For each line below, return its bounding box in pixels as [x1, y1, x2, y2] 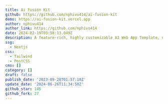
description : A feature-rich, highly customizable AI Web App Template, [5, 35, 160, 40]
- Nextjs [9, 44, 28, 49]
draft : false [5, 72, 32, 77]
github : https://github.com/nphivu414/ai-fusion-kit [5, 12, 117, 17]
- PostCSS [9, 58, 30, 63]
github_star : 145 [5, 86, 41, 91]
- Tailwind [9, 53, 32, 59]
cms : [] [5, 63, 21, 68]
